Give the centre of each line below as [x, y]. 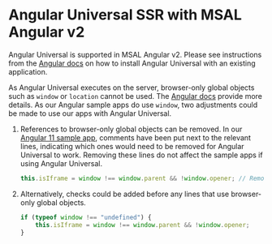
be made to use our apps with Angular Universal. [90, 113]
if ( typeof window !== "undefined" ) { [86, 217]
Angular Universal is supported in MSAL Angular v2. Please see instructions [135, 54]
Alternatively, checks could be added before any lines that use [125, 194]
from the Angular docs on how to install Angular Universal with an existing [132, 63]
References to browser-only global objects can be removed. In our [131, 129]
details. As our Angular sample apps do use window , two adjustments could [133, 105]
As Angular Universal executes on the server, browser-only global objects [132, 88]
